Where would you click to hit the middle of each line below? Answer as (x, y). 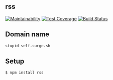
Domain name (27, 35)
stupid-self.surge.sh (28, 46)
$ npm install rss (24, 73)
